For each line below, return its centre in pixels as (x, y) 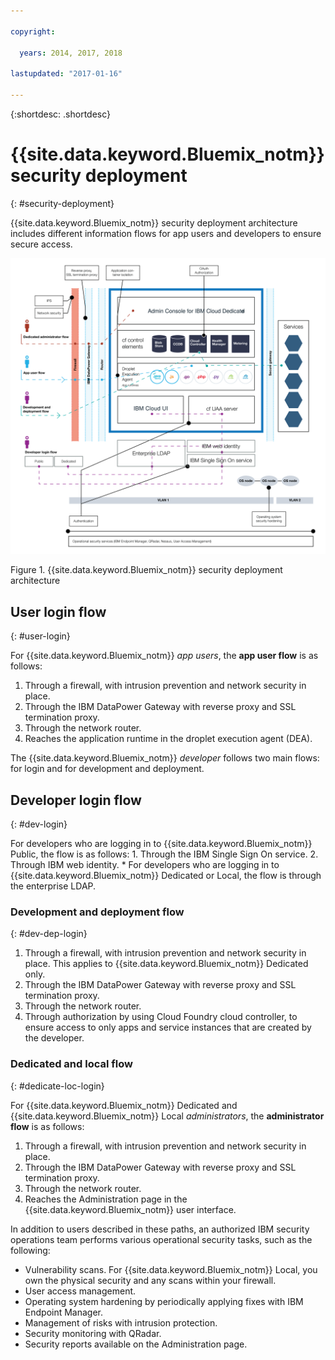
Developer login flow (76, 800)
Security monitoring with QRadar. (93, 1333)
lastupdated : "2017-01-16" (66, 74)
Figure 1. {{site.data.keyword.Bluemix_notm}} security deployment (146, 570)
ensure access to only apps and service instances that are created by (168, 1027)
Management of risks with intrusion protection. (121, 1322)
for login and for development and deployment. (107, 769)
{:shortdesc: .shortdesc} (61, 114)
